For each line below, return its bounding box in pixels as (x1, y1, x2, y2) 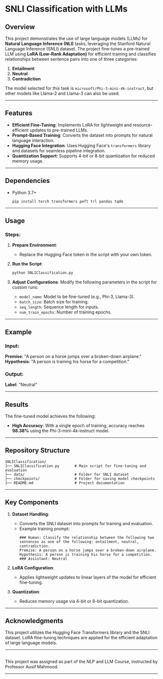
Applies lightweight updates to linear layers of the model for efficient (19, 574, 157, 580)
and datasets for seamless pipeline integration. (12, 148, 106, 153)
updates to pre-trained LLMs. (30, 127, 88, 133)
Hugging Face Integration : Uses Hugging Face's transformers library (12, 142, 151, 149)
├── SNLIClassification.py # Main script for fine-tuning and (5, 464, 147, 468)
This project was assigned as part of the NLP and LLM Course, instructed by (5, 659, 158, 664)
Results (5, 400, 29, 409)
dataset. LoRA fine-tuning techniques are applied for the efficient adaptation (5, 635, 158, 641)
